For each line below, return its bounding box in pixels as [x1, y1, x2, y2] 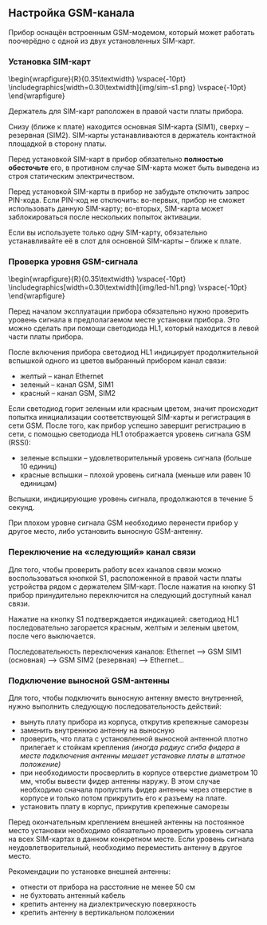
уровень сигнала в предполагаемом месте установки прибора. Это [8, 315, 241, 325]
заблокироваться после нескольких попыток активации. [8, 212, 202, 222]
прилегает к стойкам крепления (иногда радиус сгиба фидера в [19, 742, 241, 752]
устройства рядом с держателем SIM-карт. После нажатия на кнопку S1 [8, 582, 257, 591]
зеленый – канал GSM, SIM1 [19, 380, 114, 389]
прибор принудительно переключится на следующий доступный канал [8, 590, 252, 599]
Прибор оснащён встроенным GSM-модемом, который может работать [8, 27, 255, 37]
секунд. [8, 503, 35, 512]
